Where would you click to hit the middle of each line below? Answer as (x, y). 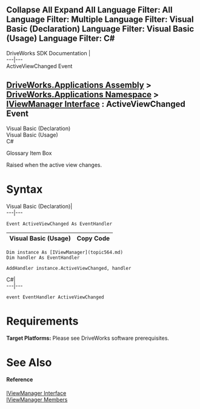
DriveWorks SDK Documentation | (48, 53)
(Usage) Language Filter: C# (61, 39)
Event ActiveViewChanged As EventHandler (59, 224)
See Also (29, 363)
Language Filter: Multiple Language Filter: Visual (100, 20)
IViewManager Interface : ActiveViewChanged (96, 104)
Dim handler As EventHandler (43, 258)
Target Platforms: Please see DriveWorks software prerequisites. (88, 338)
